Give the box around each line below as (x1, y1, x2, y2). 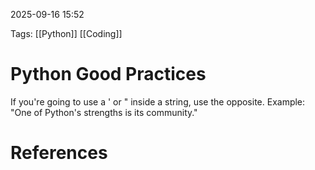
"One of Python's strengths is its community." (10, 106, 198, 118)
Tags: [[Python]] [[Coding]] (10, 28, 123, 39)
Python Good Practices (10, 63, 207, 86)
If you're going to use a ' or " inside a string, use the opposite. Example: (10, 95, 306, 108)
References (10, 142, 108, 164)
